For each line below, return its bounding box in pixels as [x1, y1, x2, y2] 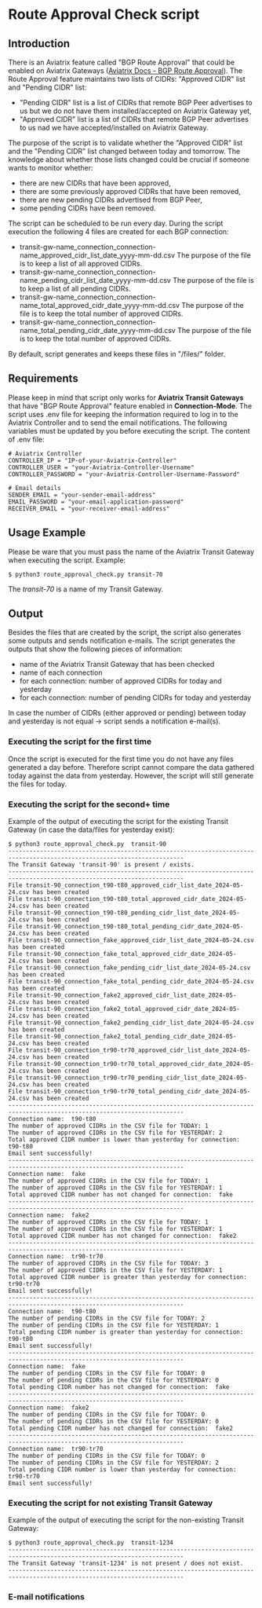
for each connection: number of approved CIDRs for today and [19, 676, 222, 686]
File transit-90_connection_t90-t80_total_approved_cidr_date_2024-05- [8, 896, 247, 903]
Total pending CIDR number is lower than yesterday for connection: [8, 1466, 237, 1474]
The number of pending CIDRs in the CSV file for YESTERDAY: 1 [8, 1321, 220, 1329]
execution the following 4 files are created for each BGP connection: [8, 227, 229, 236]
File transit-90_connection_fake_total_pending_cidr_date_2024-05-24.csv [8, 978, 255, 986]
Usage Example [8, 526, 86, 540]
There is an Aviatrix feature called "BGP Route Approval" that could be [8, 57, 235, 67]
